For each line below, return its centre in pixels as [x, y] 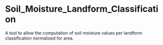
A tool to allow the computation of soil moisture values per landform [74, 33]
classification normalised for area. [40, 38]
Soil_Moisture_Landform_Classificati [82, 9]
